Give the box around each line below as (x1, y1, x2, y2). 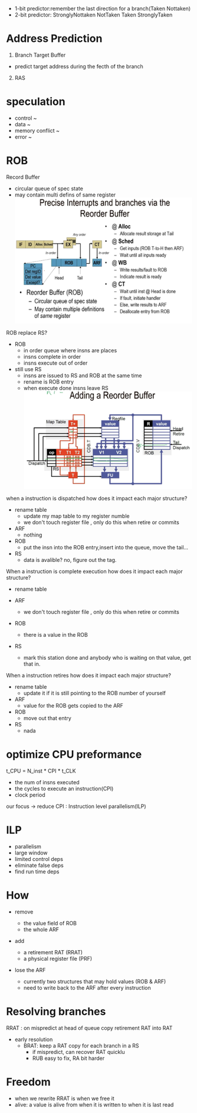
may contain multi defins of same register (14, 191, 116, 198)
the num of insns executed (14, 778, 80, 785)
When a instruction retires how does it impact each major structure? (6, 672, 171, 679)
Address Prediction (6, 32, 103, 45)
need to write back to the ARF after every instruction (23, 984, 152, 991)
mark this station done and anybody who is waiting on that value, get (23, 654, 192, 661)
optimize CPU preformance (6, 748, 142, 761)
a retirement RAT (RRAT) (23, 948, 83, 955)
